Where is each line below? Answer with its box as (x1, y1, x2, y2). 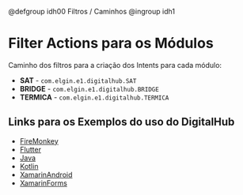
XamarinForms (19, 178, 67, 188)
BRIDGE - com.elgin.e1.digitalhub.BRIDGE (19, 84, 160, 93)
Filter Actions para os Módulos (8, 35, 214, 52)
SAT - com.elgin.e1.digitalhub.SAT (19, 75, 137, 85)
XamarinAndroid (19, 170, 73, 179)
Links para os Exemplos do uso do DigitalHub (8, 115, 235, 129)
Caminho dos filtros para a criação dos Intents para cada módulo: (8, 60, 222, 69)
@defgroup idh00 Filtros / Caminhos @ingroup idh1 (8, 7, 176, 16)
